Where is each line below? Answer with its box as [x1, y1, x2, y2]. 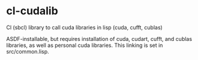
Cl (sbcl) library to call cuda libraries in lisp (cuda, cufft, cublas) [6, 24, 163, 31]
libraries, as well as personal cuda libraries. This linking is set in [6, 42, 163, 49]
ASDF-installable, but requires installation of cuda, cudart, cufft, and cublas [6, 35, 193, 42]
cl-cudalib [6, 4, 58, 18]
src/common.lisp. [6, 48, 49, 55]
